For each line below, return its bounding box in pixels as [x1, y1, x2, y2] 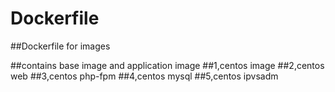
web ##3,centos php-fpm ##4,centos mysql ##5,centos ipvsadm [10, 70, 279, 82]
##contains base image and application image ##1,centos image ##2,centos [10, 59, 325, 71]
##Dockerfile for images [10, 40, 111, 52]
